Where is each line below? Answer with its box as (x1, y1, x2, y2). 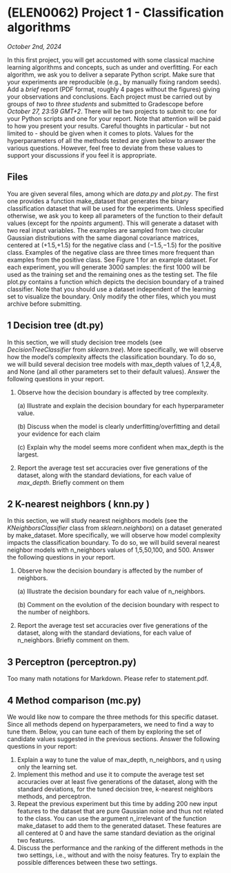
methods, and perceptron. (17, 792, 92, 800)
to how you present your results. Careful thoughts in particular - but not (7, 122, 210, 130)
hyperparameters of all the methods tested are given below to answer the (7, 136, 216, 144)
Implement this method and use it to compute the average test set (17, 770, 205, 778)
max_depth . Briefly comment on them (17, 478, 125, 486)
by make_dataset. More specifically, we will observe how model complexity (7, 531, 221, 539)
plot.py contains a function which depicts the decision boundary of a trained (7, 278, 224, 286)
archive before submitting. (7, 299, 82, 308)
